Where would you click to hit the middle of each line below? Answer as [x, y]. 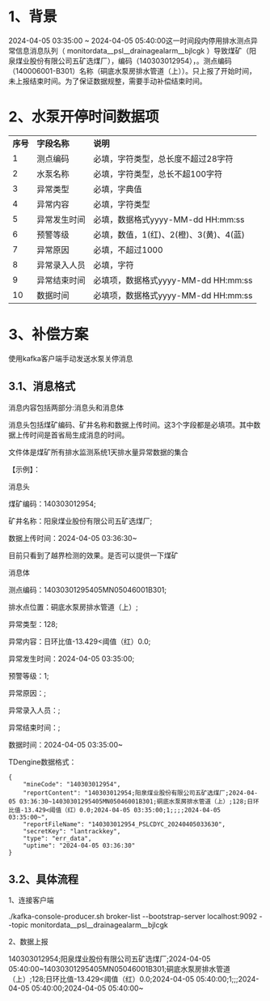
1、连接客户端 [31, 901]
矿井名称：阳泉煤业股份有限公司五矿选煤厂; [80, 521]
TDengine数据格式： [42, 761]
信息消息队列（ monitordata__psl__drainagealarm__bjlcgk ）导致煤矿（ [132, 50]
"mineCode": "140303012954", [72, 784]
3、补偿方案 [49, 335]
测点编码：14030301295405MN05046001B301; [88, 590]
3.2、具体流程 [44, 880]
